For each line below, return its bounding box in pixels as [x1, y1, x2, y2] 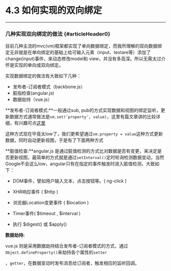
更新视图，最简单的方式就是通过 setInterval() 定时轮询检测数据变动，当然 [9, 154, 164, 160]
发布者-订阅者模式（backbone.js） [12, 84, 85, 90]
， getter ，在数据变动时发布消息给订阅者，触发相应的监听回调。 [5, 260, 139, 266]
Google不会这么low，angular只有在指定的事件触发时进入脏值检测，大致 [5, 161, 155, 167]
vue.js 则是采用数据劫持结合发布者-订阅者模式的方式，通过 [5, 243, 128, 249]
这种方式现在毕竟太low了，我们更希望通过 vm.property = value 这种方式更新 [5, 131, 163, 137]
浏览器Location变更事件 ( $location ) [12, 200, 89, 206]
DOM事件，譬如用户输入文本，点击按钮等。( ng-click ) [12, 178, 127, 184]
